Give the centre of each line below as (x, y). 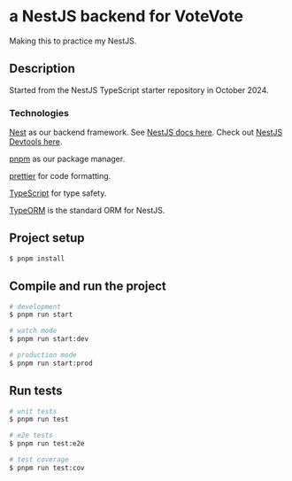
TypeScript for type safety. (58, 193)
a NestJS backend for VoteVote (126, 16)
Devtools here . (36, 142)
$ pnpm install (37, 259)
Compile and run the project (88, 287)
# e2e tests (31, 436)
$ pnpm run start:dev (49, 339)
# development (35, 306)
